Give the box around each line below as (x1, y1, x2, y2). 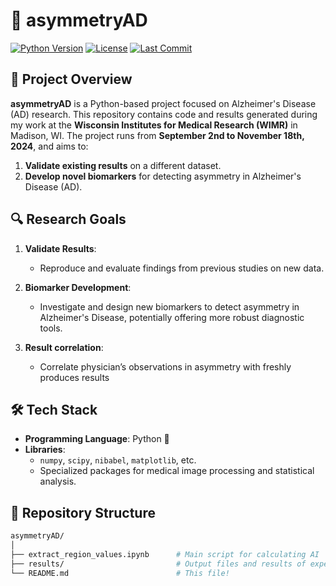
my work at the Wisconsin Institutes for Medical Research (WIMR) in (10, 119, 298, 131)
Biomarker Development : (24, 281, 132, 293)
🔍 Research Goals (10, 211, 127, 228)
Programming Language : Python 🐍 (24, 433, 170, 445)
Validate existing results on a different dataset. (24, 159, 222, 171)
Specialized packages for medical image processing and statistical (39, 465, 315, 477)
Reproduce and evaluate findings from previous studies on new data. (39, 262, 325, 274)
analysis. (39, 475, 77, 488)
